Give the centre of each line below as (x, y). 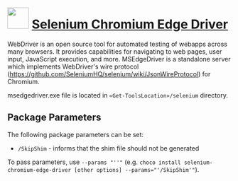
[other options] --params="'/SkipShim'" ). (137, 169)
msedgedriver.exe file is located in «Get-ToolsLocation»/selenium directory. (118, 95)
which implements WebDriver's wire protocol (73, 66)
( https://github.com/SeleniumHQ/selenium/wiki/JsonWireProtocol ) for (109, 74)
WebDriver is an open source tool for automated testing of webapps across (117, 44)
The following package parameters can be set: (76, 134)
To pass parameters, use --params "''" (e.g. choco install (94, 162)
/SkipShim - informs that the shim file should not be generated (108, 148)
